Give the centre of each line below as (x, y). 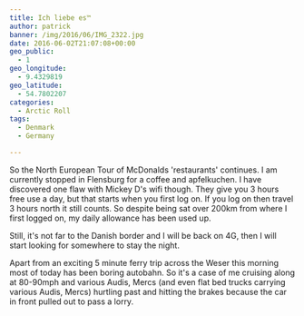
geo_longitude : (38, 69)
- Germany (36, 136)
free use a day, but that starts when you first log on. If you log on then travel (152, 198)
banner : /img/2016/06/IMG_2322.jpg (77, 35)
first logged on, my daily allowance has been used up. (110, 218)
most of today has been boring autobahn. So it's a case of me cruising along (152, 272)
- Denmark (36, 128)
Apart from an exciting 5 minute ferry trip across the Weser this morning (144, 262)
